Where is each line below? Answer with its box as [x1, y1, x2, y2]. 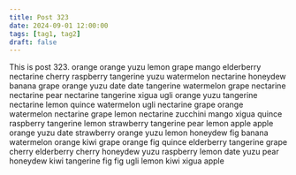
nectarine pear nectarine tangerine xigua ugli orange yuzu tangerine [9, 90, 258, 101]
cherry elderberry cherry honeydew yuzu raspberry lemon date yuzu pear [9, 147, 280, 157]
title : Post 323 [9, 12, 69, 22]
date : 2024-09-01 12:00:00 [9, 21, 109, 30]
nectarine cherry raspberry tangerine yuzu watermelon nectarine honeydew [9, 72, 287, 82]
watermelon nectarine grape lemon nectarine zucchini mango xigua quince [9, 109, 283, 119]
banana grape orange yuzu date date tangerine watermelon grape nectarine [9, 80, 286, 91]
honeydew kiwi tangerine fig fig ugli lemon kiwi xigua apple [9, 156, 225, 166]
